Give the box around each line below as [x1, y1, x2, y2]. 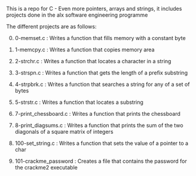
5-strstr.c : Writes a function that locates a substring [14, 98, 143, 106]
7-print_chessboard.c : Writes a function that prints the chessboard [14, 110, 181, 117]
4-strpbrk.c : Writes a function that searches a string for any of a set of [14, 81, 190, 88]
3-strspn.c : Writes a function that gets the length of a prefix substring [14, 69, 188, 76]
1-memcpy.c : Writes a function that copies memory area [14, 46, 155, 53]
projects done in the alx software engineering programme [6, 11, 148, 18]
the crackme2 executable [14, 164, 78, 171]
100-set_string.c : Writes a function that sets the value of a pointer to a [14, 140, 189, 147]
